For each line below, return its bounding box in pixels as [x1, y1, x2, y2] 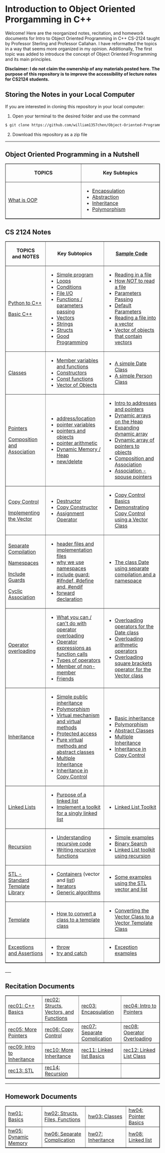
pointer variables [56, 421, 96, 428]
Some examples [114, 874, 152, 881]
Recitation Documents [5, 982, 75, 990]
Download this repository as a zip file [12, 131, 87, 137]
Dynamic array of [114, 436, 155, 443]
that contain [114, 333, 142, 340]
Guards [8, 576, 26, 583]
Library [8, 889, 25, 896]
